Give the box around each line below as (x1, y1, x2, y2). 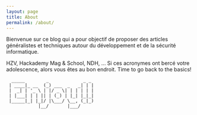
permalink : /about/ (6, 19, 55, 25)
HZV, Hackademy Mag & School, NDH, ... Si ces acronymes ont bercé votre (6, 60, 190, 67)
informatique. (6, 48, 39, 55)
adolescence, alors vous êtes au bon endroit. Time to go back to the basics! (6, 66, 192, 73)
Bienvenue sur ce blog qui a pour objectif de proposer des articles (6, 36, 168, 43)
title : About (6, 14, 39, 20)
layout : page (6, 8, 39, 15)
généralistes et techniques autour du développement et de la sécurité (6, 42, 176, 49)
